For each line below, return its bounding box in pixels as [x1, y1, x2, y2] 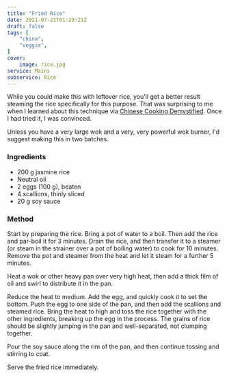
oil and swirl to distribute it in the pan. [7, 279, 113, 287]
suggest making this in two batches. [7, 135, 109, 143]
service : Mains [7, 67, 51, 74]
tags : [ [7, 29, 29, 36]
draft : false [7, 23, 44, 29]
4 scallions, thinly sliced [16, 189, 85, 198]
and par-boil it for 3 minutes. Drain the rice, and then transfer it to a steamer [7, 237, 221, 245]
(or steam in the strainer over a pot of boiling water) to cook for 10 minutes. [7, 244, 219, 252]
